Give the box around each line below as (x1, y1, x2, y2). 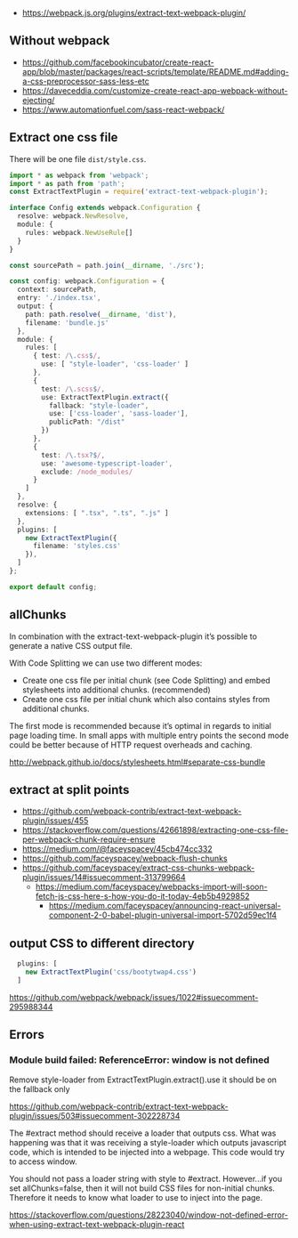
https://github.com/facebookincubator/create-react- (21, 57, 215, 68)
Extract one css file (9, 130, 118, 145)
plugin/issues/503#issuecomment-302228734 (9, 1110, 181, 1121)
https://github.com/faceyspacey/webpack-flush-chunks (21, 854, 229, 864)
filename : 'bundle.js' (25, 318, 109, 328)
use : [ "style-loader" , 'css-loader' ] (41, 360, 189, 368)
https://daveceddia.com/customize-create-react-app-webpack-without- (21, 85, 288, 96)
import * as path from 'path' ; (9, 179, 125, 188)
